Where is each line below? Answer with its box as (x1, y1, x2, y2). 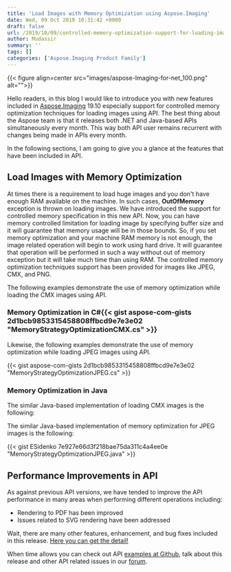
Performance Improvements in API (7, 470, 158, 481)
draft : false (7, 23, 45, 30)
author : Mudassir (7, 36, 57, 43)
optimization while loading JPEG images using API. (7, 348, 151, 356)
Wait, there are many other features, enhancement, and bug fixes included (7, 529, 218, 537)
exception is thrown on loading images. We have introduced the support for (7, 204, 221, 212)
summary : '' (7, 42, 41, 49)
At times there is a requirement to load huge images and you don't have (7, 190, 210, 198)
